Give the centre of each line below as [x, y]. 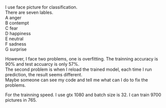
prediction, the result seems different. [44, 75]
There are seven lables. [29, 12]
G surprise [16, 49]
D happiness [18, 33]
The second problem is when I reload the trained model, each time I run [79, 69]
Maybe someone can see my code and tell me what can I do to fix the [77, 80]
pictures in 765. [21, 100]
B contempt [17, 23]
